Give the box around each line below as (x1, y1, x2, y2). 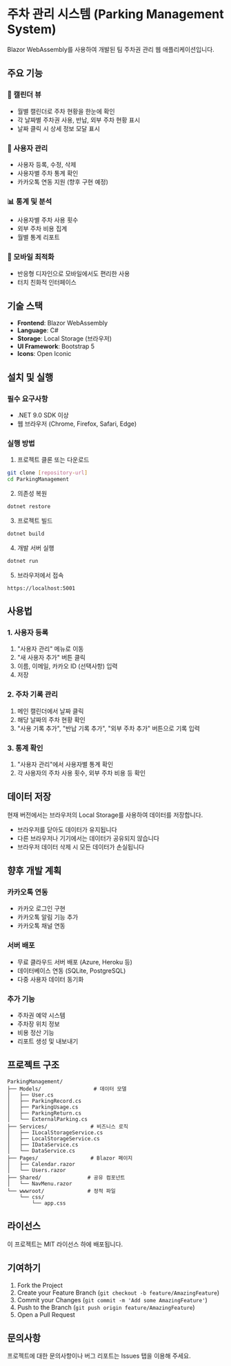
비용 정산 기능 (17, 1029, 54, 1037)
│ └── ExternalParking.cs (7, 1115, 88, 1122)
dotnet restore (7, 503, 51, 510)
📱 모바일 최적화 (7, 252, 54, 262)
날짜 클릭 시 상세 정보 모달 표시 (17, 124, 100, 132)
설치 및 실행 (7, 371, 54, 383)
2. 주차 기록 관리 (7, 690, 59, 699)
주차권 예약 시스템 (17, 1012, 66, 1020)
